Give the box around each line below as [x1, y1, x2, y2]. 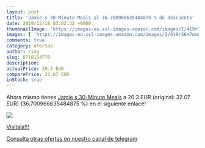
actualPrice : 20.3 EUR [6, 65, 64, 72]
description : [6, 60, 40, 66]
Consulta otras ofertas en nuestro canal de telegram [6, 135, 138, 143]
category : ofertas [6, 43, 53, 49]
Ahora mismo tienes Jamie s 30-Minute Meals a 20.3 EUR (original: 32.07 [6, 94, 191, 101]
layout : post [6, 9, 40, 15]
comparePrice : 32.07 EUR [6, 71, 70, 77]
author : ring [6, 49, 40, 55]
